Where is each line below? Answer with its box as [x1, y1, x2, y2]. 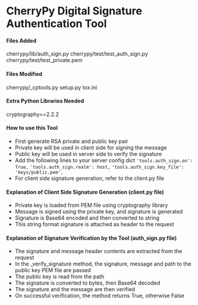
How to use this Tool [6, 124, 58, 132]
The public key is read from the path [14, 273, 105, 280]
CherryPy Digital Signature [6, 4, 142, 18]
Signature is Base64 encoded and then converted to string [14, 214, 160, 222]
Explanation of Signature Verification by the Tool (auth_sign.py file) [6, 234, 177, 242]
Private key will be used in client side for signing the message [14, 144, 167, 151]
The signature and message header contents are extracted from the [14, 248, 182, 255]
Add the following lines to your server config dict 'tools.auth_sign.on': [14, 157, 193, 164]
